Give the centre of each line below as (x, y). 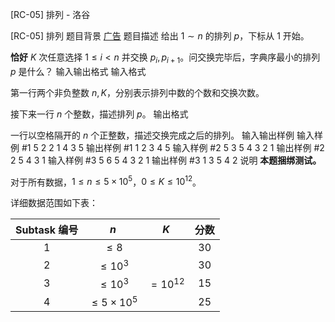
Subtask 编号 (47, 230)
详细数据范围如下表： (54, 203)
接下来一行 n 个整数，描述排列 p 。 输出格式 (99, 114)
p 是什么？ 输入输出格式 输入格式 (78, 71)
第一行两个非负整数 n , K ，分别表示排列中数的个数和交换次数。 (137, 92)
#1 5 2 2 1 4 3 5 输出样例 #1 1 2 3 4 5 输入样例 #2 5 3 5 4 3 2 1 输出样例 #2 (173, 147)
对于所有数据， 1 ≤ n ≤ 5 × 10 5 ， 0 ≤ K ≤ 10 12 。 (106, 181)
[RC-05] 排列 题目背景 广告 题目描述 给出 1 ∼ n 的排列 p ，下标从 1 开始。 (160, 36)
